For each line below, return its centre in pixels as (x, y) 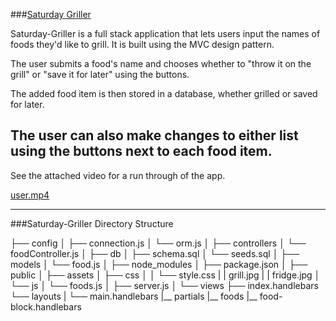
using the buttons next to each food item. (141, 151)
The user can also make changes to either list (154, 135)
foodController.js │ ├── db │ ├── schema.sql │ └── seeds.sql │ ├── (155, 253)
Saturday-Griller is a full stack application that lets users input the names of (165, 33)
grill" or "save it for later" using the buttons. (100, 74)
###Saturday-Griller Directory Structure (92, 223)
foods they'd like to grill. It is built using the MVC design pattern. (142, 44)
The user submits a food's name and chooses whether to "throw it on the (161, 63)
